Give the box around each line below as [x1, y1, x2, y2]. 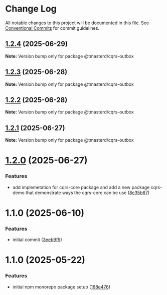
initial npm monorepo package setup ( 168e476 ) [12, 283, 111, 290]
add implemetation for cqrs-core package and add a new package [12, 184, 150, 190]
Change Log [5, 3, 57, 15]
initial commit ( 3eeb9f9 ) [12, 237, 63, 243]
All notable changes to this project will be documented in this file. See [5, 20, 149, 26]
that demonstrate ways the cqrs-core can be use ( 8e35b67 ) [26, 190, 149, 196]
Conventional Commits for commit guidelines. [5, 25, 99, 31]
